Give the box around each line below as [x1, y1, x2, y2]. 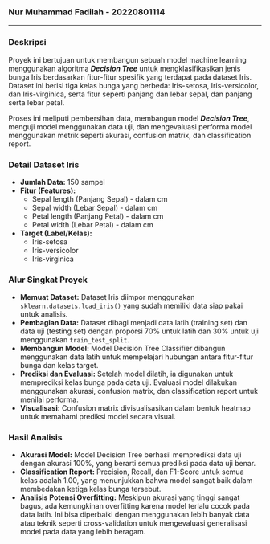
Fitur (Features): [19, 186, 76, 195]
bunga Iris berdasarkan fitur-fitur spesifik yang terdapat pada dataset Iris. [8, 72, 252, 82]
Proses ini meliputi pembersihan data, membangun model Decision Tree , [8, 113, 250, 123]
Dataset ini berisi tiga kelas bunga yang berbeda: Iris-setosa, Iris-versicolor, [8, 80, 260, 90]
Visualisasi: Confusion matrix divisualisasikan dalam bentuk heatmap [19, 403, 251, 413]
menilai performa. [19, 395, 79, 404]
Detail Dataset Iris [8, 159, 80, 170]
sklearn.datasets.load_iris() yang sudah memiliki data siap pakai [19, 301, 243, 311]
